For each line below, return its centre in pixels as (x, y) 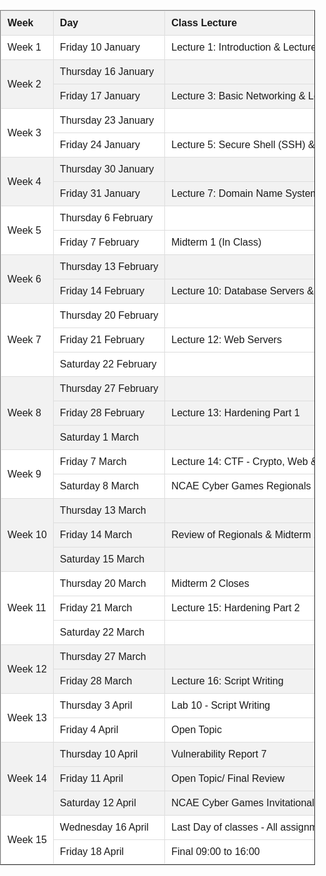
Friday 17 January (99, 96)
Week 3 (24, 132)
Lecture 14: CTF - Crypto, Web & (244, 461)
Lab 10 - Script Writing (221, 705)
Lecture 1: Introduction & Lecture (244, 47)
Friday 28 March (96, 681)
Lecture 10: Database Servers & (242, 291)
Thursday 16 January (107, 71)
